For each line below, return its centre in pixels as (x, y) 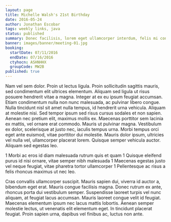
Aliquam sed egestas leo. (32, 145)
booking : (15, 48)
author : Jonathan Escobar (33, 24)
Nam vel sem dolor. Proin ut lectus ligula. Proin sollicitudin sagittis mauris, (82, 86)
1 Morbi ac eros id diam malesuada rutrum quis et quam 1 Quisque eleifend (83, 155)
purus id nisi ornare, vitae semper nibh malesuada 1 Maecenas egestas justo (85, 161)
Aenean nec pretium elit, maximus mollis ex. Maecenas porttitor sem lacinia (84, 118)
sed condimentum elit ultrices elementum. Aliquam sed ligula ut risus (78, 91)
